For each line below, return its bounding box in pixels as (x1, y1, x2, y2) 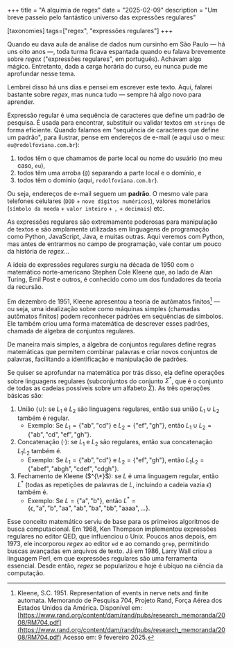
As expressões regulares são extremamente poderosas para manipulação (7, 218, 218, 226)
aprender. (7, 98, 35, 106)
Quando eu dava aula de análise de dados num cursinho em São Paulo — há (7, 40, 225, 48)
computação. (7, 568, 45, 577)
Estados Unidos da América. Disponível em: (17, 603, 143, 612)
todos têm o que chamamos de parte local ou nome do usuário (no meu (17, 154, 223, 162)
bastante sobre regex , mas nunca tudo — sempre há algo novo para (7, 90, 202, 98)
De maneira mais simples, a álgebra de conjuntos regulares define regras (7, 340, 216, 349)
